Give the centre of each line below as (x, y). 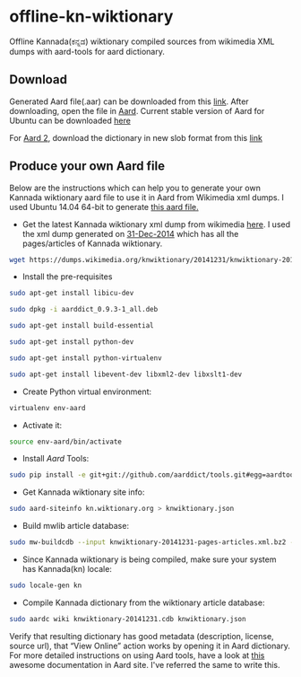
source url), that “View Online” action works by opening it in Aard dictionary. (150, 646)
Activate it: (42, 425)
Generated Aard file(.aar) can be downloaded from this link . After (129, 101)
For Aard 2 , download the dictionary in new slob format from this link (136, 137)
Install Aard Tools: (56, 459)
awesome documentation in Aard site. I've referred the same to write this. (145, 664)
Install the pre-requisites (67, 277)
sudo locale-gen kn (46, 585)
